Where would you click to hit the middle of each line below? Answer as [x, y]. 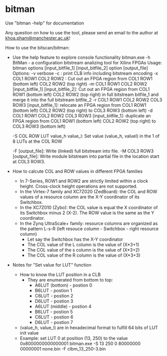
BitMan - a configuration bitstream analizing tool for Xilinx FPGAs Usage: [87, 62]
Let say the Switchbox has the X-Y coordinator [75, 239]
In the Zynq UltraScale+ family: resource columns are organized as [89, 223]
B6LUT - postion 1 [53, 290]
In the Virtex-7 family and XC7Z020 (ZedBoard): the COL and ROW [88, 191]
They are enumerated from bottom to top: [70, 280]
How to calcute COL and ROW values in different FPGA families [77, 171]
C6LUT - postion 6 [54, 317]
